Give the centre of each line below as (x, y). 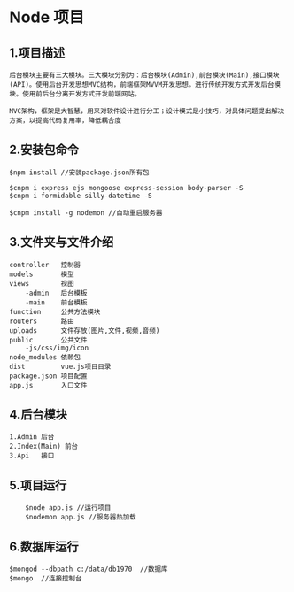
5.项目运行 (38, 485)
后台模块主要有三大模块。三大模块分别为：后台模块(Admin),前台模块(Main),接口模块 (144, 75)
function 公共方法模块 (55, 311)
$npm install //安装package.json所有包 (79, 173)
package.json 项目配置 (48, 376)
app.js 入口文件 (48, 385)
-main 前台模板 (56, 302)
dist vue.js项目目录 (60, 366)
